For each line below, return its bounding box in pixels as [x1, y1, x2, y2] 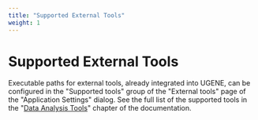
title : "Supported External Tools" [8, 11, 125, 20]
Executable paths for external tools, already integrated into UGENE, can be [8, 78, 251, 88]
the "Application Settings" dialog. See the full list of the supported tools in [8, 95, 248, 104]
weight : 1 [8, 19, 41, 27]
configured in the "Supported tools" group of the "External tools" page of [8, 87, 246, 96]
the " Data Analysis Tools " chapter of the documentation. [8, 104, 192, 113]
